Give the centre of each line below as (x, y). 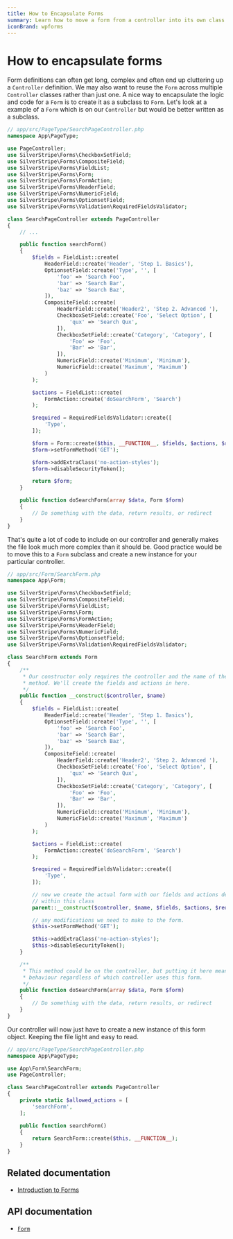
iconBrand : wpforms (35, 26)
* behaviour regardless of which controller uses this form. (113, 977)
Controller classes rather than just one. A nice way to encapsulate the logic (115, 95)
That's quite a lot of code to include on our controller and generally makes (113, 539)
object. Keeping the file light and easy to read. (73, 1036)
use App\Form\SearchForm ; (44, 1068)
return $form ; (52, 481)
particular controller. (36, 561)
